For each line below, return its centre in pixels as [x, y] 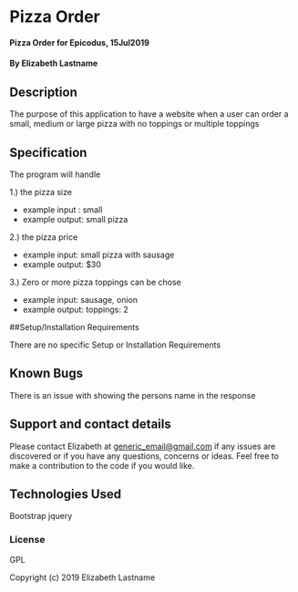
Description [43, 92]
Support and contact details [90, 425]
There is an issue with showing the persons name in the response [133, 395]
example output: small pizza [75, 219]
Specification [48, 152]
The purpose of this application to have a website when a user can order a [149, 114]
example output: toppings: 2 [76, 309]
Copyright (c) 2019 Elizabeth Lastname [82, 577]
